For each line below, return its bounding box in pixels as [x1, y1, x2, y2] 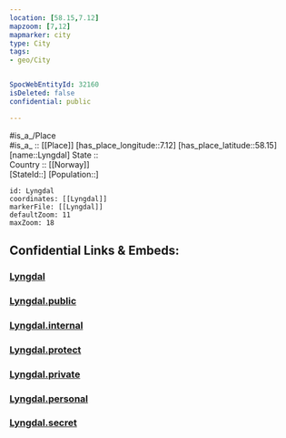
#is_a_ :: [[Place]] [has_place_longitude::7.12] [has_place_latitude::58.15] [9, 139, 278, 150]
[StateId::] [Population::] [9, 168, 99, 179]
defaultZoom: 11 [9, 210, 71, 219]
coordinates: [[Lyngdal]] [9, 194, 107, 203]
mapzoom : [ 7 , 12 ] [9, 22, 71, 31]
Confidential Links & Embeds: [9, 243, 180, 259]
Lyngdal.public [9, 294, 77, 307]
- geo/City [9, 56, 51, 65]
